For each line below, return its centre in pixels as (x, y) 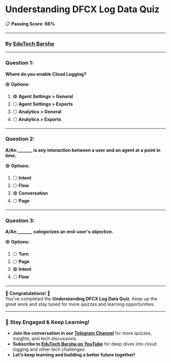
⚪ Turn (21, 254)
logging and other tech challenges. (49, 349)
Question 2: (20, 139)
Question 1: (20, 63)
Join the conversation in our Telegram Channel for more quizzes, (82, 333)
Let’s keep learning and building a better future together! (74, 355)
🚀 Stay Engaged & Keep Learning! (48, 322)
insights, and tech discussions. (45, 339)
